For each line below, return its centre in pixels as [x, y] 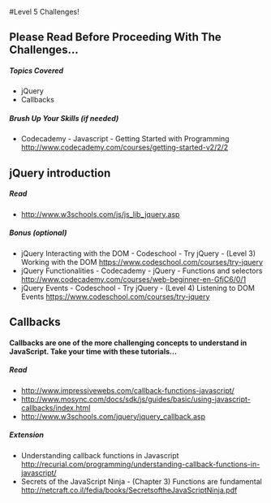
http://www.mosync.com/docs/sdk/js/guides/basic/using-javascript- [135, 399]
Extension [26, 435]
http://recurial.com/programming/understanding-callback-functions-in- [140, 464]
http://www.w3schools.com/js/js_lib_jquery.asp [100, 214]
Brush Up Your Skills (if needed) [64, 118]
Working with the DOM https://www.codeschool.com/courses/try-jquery [142, 262]
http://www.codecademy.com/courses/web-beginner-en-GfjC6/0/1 [133, 279]
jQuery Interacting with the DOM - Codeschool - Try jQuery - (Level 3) [138, 253]
